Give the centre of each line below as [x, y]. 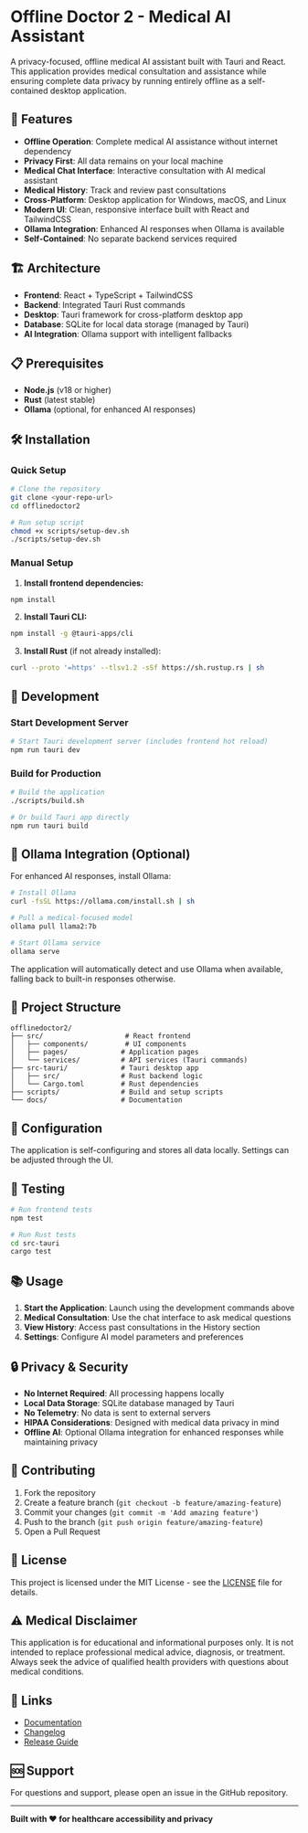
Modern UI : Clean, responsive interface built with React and [136, 209]
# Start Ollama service [56, 943]
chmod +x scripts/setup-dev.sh [70, 531]
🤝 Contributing [53, 1471]
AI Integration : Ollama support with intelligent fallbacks [127, 334]
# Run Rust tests [43, 1234]
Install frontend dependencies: [84, 583]
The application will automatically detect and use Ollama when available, [147, 969]
